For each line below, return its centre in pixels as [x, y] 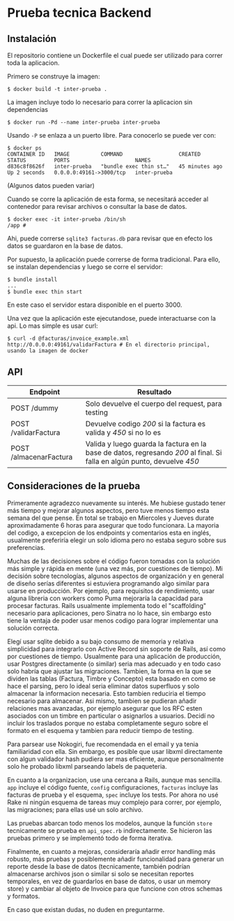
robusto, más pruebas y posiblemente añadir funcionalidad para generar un [116, 859]
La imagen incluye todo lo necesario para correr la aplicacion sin [100, 102]
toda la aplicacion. [33, 63]
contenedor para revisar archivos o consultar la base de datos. [97, 206]
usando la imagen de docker [48, 351]
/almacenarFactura [42, 457]
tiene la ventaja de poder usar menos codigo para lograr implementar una [113, 621]
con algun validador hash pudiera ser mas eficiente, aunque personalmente [116, 759]
